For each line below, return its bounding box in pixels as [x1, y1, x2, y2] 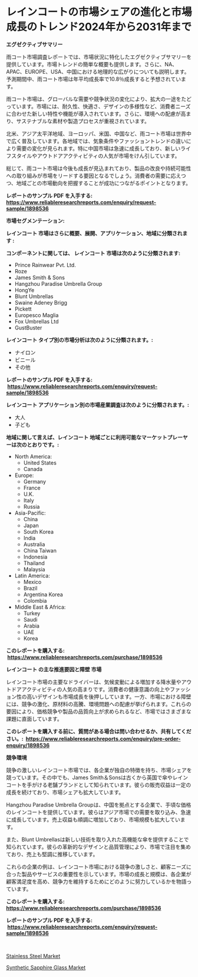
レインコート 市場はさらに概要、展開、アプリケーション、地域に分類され [6, 230, 183, 237]
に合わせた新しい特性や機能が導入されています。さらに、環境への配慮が [6, 110, 181, 117]
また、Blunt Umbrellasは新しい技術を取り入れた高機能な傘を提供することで [6, 836, 189, 843]
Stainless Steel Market [6, 952, 61, 959]
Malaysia [23, 566, 45, 573]
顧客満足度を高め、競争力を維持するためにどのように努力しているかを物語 [6, 878, 187, 885]
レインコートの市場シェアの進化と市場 [6, 5, 193, 19]
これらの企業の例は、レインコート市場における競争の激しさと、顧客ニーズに [6, 863, 192, 870]
